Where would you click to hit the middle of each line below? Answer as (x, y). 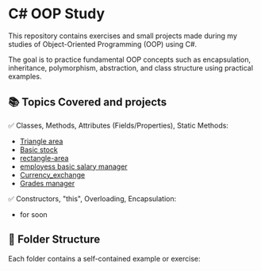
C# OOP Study (57, 14)
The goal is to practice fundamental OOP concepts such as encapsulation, (130, 59)
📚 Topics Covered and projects (88, 103)
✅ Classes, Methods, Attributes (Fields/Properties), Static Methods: (118, 125)
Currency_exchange (52, 174)
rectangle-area (44, 158)
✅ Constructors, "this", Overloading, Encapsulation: (92, 198)
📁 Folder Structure (54, 240)
